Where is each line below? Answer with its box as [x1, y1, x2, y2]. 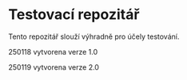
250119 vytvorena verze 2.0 [8, 62, 100, 72]
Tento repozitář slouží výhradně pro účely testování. [8, 32, 180, 41]
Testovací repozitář [8, 6, 140, 24]
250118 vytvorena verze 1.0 [8, 47, 98, 56]
